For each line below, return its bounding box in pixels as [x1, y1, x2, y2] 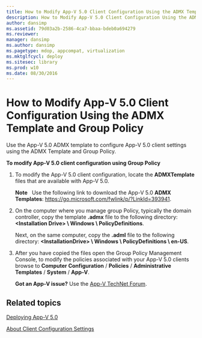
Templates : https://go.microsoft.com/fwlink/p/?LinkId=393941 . [14, 196, 171, 203]
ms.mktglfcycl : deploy [6, 53, 63, 59]
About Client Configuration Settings [6, 325, 94, 332]
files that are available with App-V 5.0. [14, 178, 109, 185]
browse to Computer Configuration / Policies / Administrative [14, 262, 171, 270]
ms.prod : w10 [6, 64, 39, 71]
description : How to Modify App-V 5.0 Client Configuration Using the [6, 14, 187, 20]
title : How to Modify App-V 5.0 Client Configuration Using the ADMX [6, 8, 185, 15]
